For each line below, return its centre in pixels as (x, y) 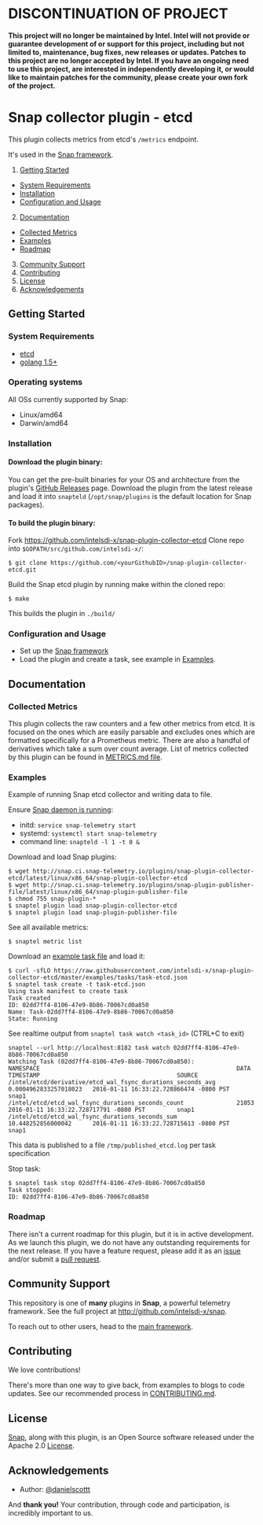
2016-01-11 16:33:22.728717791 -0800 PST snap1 (101, 1110)
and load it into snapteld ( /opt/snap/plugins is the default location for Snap (130, 496)
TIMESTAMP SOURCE (103, 1076)
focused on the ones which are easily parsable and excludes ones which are (132, 732)
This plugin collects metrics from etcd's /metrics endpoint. (103, 139)
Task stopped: (31, 1190)
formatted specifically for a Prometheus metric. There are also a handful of (129, 740)
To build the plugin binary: (52, 522)
